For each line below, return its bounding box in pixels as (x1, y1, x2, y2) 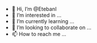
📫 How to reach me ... (11, 31, 66, 37)
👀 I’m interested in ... (11, 12, 62, 19)
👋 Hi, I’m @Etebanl (11, 6, 57, 12)
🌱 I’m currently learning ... (11, 18, 75, 24)
